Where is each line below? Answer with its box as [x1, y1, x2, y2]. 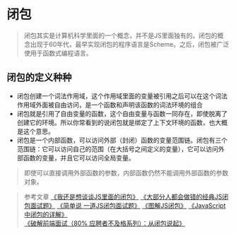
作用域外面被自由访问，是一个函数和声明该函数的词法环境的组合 [16, 100, 203, 109]
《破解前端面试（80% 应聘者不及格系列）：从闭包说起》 [23, 218, 185, 227]
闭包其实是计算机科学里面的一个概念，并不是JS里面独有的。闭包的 [23, 31, 218, 40]
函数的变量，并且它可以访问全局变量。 [23, 153, 135, 162]
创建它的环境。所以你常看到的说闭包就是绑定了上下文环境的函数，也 [16, 118, 216, 127]
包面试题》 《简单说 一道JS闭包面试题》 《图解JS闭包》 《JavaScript [23, 201, 226, 209]
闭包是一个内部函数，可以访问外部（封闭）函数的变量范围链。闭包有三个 [16, 136, 228, 144]
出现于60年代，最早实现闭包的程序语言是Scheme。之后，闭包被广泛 [30, 40, 230, 48]
